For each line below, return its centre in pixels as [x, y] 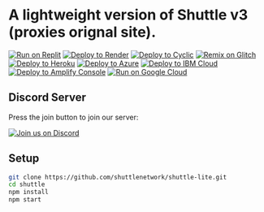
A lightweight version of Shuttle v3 [128, 15]
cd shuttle [27, 184]
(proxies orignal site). [82, 32]
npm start [25, 200]
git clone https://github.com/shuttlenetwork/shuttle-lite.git [118, 177]
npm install [28, 193]
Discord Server [48, 98]
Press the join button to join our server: [74, 117]
